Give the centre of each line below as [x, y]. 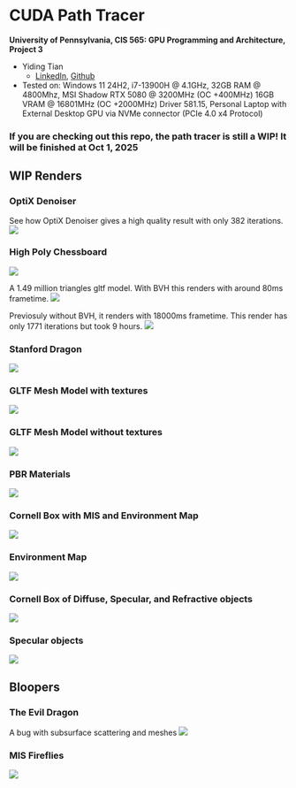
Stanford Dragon [46, 348]
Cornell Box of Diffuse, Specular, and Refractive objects [131, 599]
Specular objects [46, 640]
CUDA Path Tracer [77, 15]
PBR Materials [40, 474]
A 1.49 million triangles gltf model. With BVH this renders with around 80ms [146, 287]
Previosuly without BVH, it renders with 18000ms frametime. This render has [148, 316]
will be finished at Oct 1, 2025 [74, 147]
